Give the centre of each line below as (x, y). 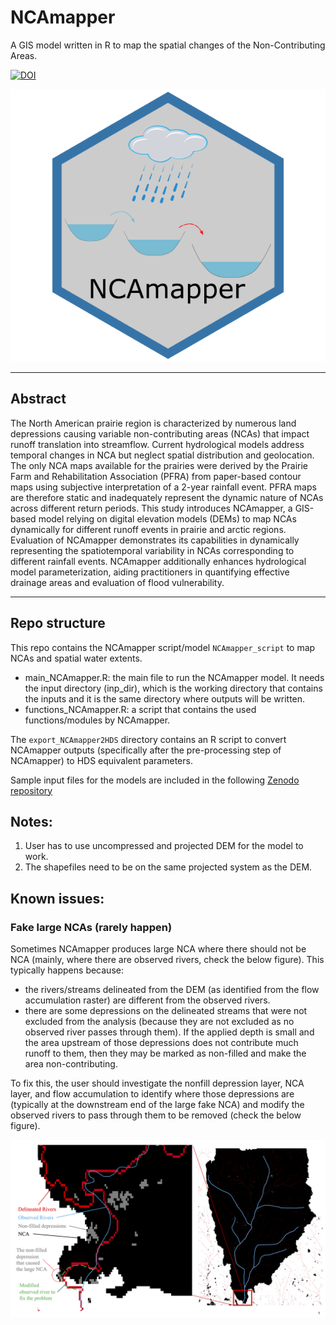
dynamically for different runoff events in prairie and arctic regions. (148, 529)
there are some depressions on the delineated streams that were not (166, 1011)
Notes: (31, 821)
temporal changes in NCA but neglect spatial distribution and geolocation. (162, 455)
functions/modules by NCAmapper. (97, 720)
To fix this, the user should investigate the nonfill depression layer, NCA (157, 1083)
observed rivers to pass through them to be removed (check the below (156, 1115)
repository (31, 790)
